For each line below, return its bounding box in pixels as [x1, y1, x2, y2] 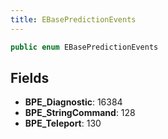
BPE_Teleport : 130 [24, 117, 102, 130]
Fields [10, 69, 50, 86]
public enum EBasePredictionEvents [10, 42, 159, 52]
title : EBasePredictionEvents [10, 14, 137, 25]
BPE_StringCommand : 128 [24, 107, 136, 119]
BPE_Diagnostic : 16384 [24, 96, 123, 108]
